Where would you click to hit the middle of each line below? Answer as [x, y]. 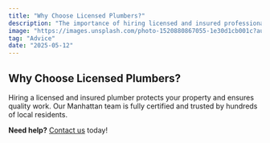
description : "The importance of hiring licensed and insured [115, 23]
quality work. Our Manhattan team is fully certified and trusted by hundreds [133, 106]
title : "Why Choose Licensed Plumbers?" [77, 16]
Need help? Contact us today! [58, 130]
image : [19, 31]
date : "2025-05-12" [41, 46]
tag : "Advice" [32, 38]
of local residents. [38, 114]
